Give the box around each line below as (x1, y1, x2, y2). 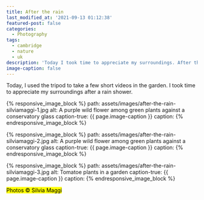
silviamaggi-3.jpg (6, 168, 50, 176)
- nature (12, 48, 34, 55)
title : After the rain (6, 8, 64, 15)
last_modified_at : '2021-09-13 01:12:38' (6, 15, 113, 21)
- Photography (12, 32, 47, 38)
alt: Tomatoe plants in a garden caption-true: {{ (50, 168, 169, 176)
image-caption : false (6, 65, 61, 72)
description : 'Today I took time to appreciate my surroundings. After (6, 59, 191, 65)
